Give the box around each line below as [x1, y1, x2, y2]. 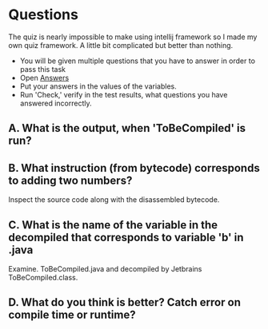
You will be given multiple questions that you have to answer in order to [19, 56, 256, 65]
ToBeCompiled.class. [8, 272, 78, 282]
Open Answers [19, 73, 70, 82]
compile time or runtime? [8, 308, 136, 322]
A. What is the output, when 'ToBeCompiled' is [8, 121, 246, 135]
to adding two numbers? [8, 173, 133, 187]
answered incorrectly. [19, 98, 92, 108]
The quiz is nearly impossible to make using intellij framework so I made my [8, 32, 258, 42]
